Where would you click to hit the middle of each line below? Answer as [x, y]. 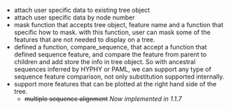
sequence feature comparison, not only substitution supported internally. [119, 77]
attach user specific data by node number [74, 17]
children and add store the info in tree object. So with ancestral [105, 62]
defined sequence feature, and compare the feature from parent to [110, 54]
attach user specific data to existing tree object [82, 10]
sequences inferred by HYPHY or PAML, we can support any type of [112, 69]
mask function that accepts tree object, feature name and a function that [119, 25]
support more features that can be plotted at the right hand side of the [115, 84]
